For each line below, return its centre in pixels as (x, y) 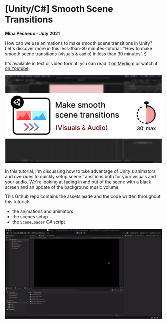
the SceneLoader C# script (39, 222)
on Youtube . (18, 68)
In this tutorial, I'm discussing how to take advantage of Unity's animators (80, 171)
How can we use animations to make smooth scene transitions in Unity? (79, 43)
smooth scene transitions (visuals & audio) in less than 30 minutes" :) (76, 54)
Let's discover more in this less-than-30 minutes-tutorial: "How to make (79, 48)
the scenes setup (30, 217)
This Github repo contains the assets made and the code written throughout (83, 196)
